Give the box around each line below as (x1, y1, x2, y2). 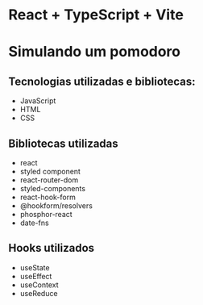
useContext (19, 280, 59, 290)
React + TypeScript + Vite (8, 6, 184, 24)
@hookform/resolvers (19, 201, 93, 211)
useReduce (19, 288, 58, 298)
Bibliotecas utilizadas (8, 136, 118, 150)
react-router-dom (19, 175, 79, 185)
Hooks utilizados (8, 241, 95, 255)
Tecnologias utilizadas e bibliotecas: (8, 74, 196, 88)
